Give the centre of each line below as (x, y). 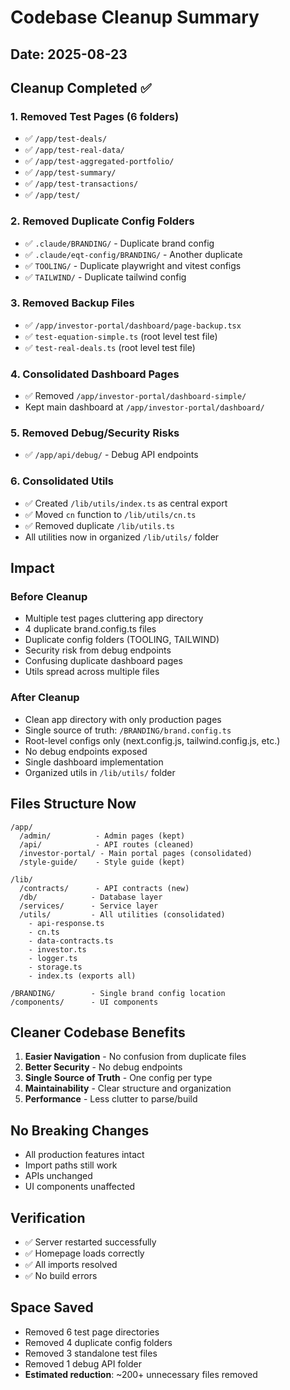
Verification (48, 1217)
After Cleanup (45, 698)
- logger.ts (53, 958)
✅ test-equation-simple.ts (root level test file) (121, 336)
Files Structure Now (73, 804)
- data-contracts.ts (71, 941)
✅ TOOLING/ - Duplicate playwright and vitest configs (133, 265)
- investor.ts (57, 949)
